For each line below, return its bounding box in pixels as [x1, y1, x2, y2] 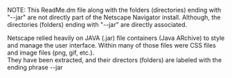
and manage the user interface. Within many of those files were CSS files [7, 41, 216, 49]
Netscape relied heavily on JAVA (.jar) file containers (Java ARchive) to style [7, 34, 225, 42]
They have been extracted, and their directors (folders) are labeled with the [7, 56, 222, 64]
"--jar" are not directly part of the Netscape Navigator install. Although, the [7, 13, 221, 21]
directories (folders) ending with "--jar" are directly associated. [7, 21, 188, 28]
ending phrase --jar [7, 64, 64, 71]
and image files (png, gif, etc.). [7, 48, 95, 57]
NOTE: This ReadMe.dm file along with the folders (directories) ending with [7, 6, 222, 14]
